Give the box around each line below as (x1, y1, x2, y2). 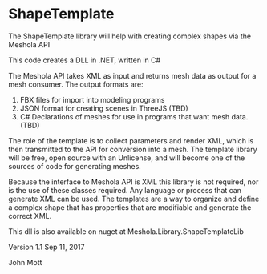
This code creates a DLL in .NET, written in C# (8, 55, 161, 65)
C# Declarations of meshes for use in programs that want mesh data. (19, 111, 249, 121)
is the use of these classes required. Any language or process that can (8, 185, 242, 195)
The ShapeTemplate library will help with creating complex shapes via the (8, 31, 251, 41)
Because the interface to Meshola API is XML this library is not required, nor (8, 177, 259, 187)
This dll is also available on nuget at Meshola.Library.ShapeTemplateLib (8, 226, 245, 236)
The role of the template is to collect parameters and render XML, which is (8, 135, 254, 145)
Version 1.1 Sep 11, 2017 (8, 242, 85, 252)
